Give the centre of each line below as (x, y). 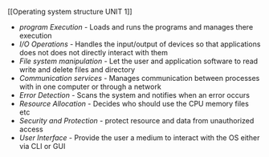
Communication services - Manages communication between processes (139, 78)
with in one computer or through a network (90, 87)
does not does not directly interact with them (93, 52)
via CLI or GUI (42, 146)
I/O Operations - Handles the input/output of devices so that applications (140, 44)
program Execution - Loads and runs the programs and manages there (136, 27)
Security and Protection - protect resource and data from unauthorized (137, 121)
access (31, 129)
